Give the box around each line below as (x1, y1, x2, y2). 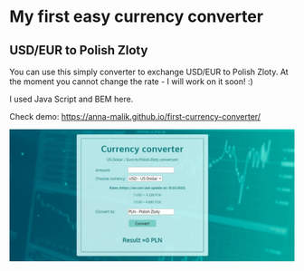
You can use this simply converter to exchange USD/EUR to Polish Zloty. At (9, 66, 289, 77)
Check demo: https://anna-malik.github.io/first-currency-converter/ (9, 111, 261, 121)
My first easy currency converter (9, 6, 264, 27)
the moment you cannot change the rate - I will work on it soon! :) (9, 76, 253, 87)
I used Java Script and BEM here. (9, 93, 134, 104)
